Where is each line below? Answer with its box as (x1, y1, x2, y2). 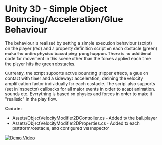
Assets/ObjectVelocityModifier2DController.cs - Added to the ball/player (12, 115, 157, 121)
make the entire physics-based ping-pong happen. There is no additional (5, 50, 152, 56)
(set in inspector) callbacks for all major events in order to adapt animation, (5, 86, 156, 91)
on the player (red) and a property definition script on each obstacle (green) (5, 45, 157, 51)
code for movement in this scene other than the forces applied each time (5, 55, 151, 61)
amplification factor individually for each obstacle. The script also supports (5, 80, 156, 86)
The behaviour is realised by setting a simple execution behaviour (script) (5, 40, 152, 46)
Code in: (5, 106, 22, 111)
